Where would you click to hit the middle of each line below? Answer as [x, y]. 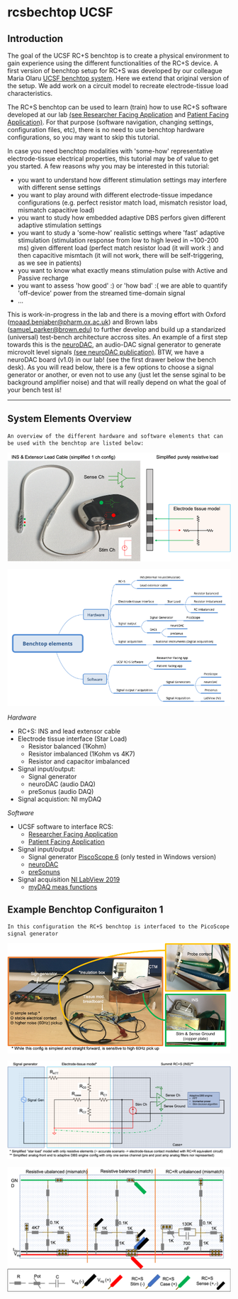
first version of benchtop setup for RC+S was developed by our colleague [115, 71]
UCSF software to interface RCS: [66, 827]
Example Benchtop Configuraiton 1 [85, 909]
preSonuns [44, 872]
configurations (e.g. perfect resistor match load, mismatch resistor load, [123, 202]
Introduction [35, 39]
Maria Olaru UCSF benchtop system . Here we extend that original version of [118, 78]
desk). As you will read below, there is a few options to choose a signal [110, 367]
